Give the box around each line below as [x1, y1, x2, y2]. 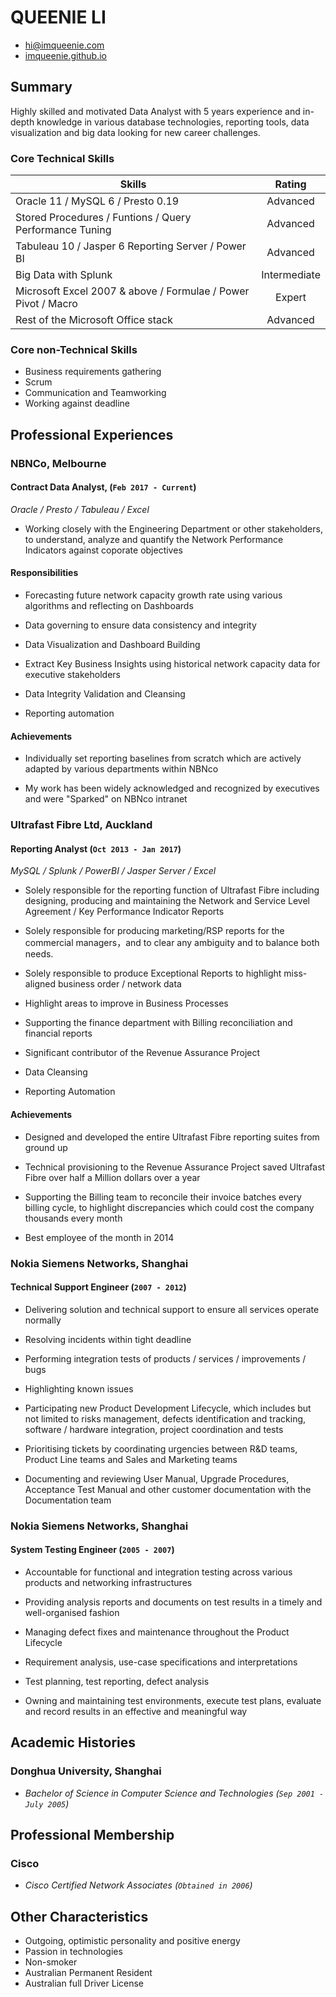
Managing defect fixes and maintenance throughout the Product [24, 1626, 290, 1638]
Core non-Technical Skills [10, 342, 138, 356]
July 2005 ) [24, 1797, 70, 1810]
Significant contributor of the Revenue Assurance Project [24, 1047, 261, 1059]
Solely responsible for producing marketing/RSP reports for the [24, 925, 285, 937]
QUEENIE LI [10, 6, 107, 29]
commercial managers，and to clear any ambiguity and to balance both [24, 937, 320, 949]
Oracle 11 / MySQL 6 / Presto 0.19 [15, 194, 180, 208]
